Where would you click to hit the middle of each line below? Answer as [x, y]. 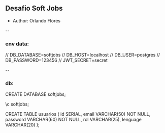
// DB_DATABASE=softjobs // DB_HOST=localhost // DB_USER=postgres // [83, 55]
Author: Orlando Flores [37, 20]
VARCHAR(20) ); [22, 125]
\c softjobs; [17, 104]
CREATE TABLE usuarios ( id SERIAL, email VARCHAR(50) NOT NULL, [78, 114]
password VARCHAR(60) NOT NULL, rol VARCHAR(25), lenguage [74, 120]
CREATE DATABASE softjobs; [36, 94]
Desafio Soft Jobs [34, 8]
